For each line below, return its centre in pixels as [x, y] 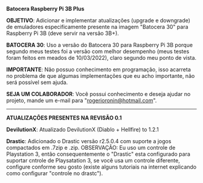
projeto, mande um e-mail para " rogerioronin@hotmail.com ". [82, 100]
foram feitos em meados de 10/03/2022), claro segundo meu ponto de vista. [101, 58]
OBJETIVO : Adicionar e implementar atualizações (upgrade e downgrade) [98, 20]
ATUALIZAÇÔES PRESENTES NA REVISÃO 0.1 [64, 118]
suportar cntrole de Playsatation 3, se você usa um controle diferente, [93, 160]
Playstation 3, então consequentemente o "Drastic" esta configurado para [98, 154]
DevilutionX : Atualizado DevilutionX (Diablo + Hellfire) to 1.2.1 [82, 130]
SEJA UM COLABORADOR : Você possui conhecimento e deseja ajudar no [98, 94]
